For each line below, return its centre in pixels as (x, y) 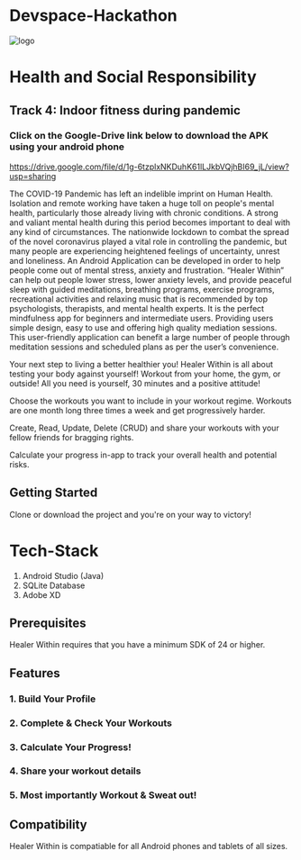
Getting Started (54, 493)
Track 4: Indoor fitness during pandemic (125, 110)
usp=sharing (33, 176)
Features (35, 673)
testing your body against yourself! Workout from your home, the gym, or (145, 374)
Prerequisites (48, 623)
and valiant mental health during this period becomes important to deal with (150, 222)
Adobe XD (41, 594)
